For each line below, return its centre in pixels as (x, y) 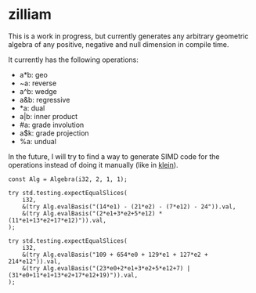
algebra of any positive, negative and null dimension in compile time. (119, 44)
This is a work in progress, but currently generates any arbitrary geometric (128, 36)
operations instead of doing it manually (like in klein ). (93, 165)
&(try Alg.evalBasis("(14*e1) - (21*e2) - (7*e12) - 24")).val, (129, 206)
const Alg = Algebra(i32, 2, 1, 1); (68, 179)
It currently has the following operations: (74, 60)
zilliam (30, 14)
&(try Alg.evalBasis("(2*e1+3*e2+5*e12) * (92, 213)
